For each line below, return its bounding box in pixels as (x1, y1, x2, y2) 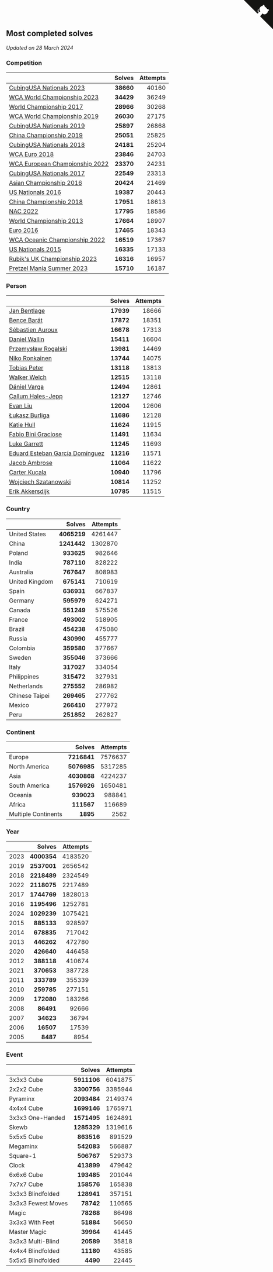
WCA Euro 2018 (9, 150, 54, 158)
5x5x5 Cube (9, 1132, 44, 1140)
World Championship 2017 (9, 103, 83, 111)
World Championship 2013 (9, 217, 83, 225)
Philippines (9, 673, 39, 681)
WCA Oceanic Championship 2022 (9, 236, 106, 244)
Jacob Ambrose (9, 459, 52, 467)
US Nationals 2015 (9, 246, 61, 254)
